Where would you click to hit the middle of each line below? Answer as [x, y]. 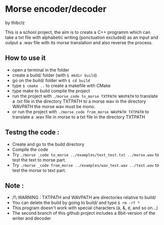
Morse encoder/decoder [56, 9]
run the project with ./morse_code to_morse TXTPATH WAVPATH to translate [85, 96]
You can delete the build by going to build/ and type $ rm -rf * [76, 203]
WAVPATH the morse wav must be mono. [54, 106]
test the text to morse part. [39, 160]
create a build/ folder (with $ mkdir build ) [54, 75]
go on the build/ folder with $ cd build [51, 80]
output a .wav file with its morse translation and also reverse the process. [79, 42]
